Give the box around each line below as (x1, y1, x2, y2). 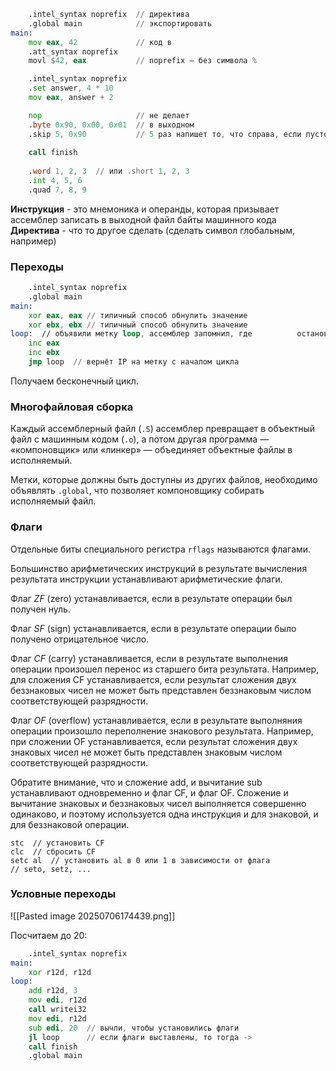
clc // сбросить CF (10, 846, 97, 857)
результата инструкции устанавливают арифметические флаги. (10, 573, 283, 585)
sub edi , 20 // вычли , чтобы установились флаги (28, 1023, 240, 1033)
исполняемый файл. (10, 495, 97, 507)
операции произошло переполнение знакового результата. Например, (10, 725, 314, 737)
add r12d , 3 (28, 986, 78, 996)
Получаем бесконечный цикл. (10, 375, 139, 387)
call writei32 (28, 1005, 87, 1015)
